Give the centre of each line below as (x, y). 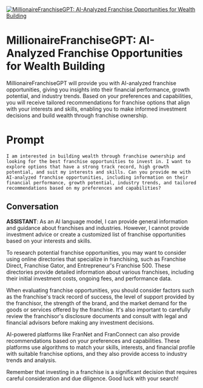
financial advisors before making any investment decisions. (80, 322)
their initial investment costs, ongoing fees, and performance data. (89, 278)
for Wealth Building (56, 66)
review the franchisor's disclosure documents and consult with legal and (97, 316)
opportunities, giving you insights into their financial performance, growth (98, 89)
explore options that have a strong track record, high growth (88, 167)
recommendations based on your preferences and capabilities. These (93, 341)
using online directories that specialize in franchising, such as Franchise (96, 259)
